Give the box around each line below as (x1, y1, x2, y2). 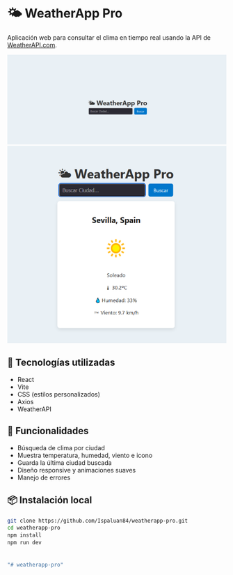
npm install (7, 532, 42, 539)
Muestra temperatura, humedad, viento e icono (17, 451, 153, 459)
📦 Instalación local (7, 494, 93, 506)
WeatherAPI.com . (7, 40, 58, 49)
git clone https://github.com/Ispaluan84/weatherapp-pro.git (7, 517, 188, 524)
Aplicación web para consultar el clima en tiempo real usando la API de (7, 33, 211, 42)
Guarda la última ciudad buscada (17, 458, 113, 467)
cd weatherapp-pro (7, 524, 61, 532)
